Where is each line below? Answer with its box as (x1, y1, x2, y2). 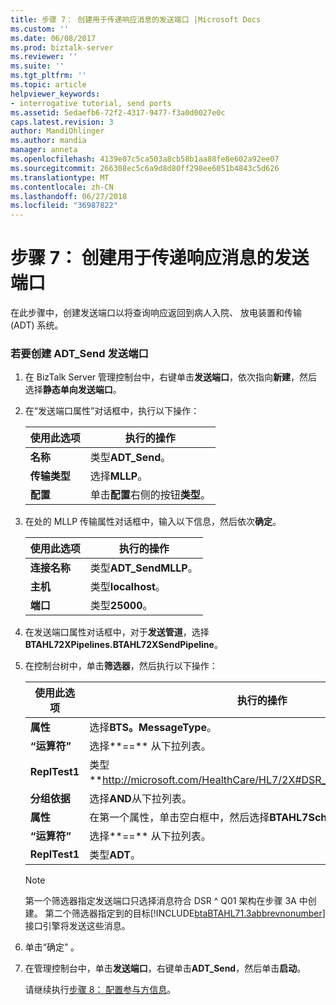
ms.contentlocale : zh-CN (10, 182, 114, 192)
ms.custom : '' (10, 24, 70, 34)
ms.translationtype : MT (10, 172, 110, 183)
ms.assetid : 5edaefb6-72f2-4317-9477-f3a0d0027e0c (10, 107, 226, 118)
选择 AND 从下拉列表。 (89, 792, 192, 806)
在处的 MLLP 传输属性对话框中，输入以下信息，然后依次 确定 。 (24, 516, 282, 528)
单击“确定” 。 (24, 941, 80, 953)
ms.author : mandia (10, 136, 87, 146)
